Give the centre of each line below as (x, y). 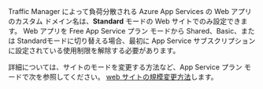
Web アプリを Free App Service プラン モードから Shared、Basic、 (132, 31)
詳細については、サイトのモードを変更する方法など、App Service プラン (125, 67)
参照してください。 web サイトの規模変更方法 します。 (130, 77)
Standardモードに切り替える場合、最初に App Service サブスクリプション (136, 41)
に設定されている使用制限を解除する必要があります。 (94, 50)
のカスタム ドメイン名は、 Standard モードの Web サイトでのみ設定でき (124, 21)
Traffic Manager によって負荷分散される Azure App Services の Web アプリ (130, 11)
